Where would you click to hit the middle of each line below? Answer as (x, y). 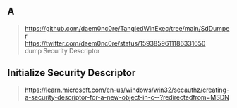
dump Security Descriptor (62, 50)
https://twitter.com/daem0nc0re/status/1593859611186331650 (115, 43)
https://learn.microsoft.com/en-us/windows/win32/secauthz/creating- (127, 90)
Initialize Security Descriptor (72, 73)
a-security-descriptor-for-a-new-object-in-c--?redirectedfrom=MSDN (127, 97)
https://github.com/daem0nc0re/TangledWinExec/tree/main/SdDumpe (127, 28)
